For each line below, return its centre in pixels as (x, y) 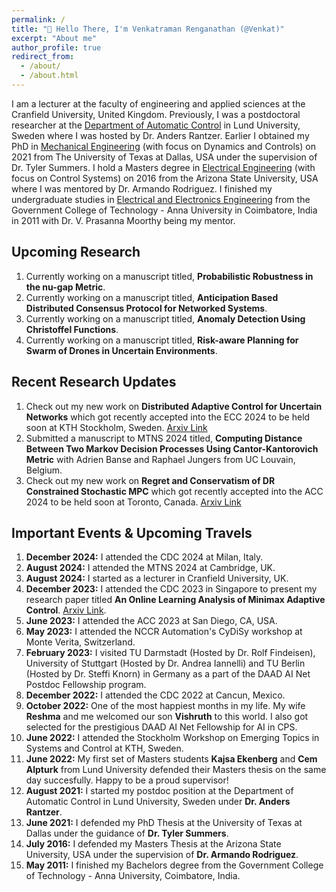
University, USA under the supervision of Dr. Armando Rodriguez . (162, 855)
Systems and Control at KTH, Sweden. (104, 748)
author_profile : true (56, 47)
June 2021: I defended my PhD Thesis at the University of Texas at (164, 823)
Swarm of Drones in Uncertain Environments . (121, 350)
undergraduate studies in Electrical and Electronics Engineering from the (161, 199)
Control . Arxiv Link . (66, 610)
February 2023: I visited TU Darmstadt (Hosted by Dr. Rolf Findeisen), (170, 653)
